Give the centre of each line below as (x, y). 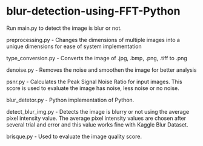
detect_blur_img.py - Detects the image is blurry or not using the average (98, 111)
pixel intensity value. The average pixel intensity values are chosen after (96, 118)
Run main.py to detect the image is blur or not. (64, 28)
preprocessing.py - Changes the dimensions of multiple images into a (93, 40)
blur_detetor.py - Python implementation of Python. (70, 100)
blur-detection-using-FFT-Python (93, 11)
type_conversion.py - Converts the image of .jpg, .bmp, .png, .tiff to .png (97, 58)
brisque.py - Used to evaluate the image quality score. (74, 136)
